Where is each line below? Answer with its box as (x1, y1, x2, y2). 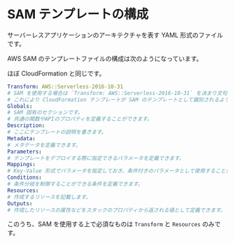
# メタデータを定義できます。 (7, 141, 81, 149)
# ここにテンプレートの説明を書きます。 (7, 128, 107, 136)
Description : (7, 122, 45, 129)
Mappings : (7, 161, 36, 168)
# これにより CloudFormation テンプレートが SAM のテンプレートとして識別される (7, 96, 220, 103)
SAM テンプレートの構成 (7, 6, 149, 22)
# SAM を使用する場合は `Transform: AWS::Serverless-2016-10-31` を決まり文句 (7, 89, 227, 96)
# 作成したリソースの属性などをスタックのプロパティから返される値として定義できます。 (7, 207, 226, 214)
